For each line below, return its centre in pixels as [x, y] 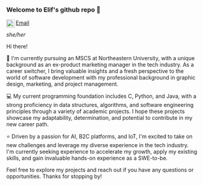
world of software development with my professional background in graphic [101, 78]
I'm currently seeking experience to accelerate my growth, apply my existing [102, 152]
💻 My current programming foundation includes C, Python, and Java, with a [101, 96]
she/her [16, 35]
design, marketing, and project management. [62, 84]
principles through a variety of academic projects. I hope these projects [95, 111]
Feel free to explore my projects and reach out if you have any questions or [100, 170]
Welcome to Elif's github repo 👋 [54, 10]
